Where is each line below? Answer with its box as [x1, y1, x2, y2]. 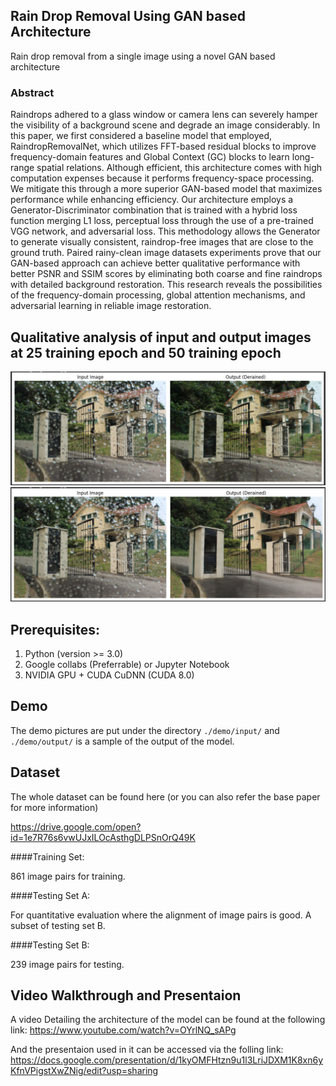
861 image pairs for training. [10, 870, 126, 882]
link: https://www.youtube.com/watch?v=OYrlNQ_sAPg [10, 1024, 237, 1036]
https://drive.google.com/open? [10, 820, 142, 833]
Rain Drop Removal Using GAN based [10, 8, 246, 25]
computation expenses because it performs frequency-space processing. [10, 172, 315, 184]
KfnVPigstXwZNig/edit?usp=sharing [10, 1065, 159, 1077]
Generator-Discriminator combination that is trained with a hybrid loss [10, 204, 298, 216]
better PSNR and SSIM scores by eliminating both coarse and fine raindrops [10, 268, 323, 280]
